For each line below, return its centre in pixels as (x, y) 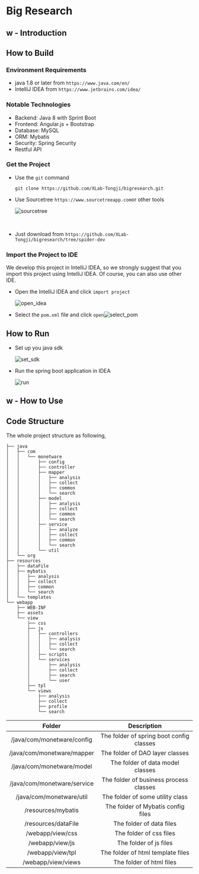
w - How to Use (35, 401)
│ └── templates (29, 598)
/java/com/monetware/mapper (52, 753)
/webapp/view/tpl (52, 853)
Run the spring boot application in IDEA (62, 370)
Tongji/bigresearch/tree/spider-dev (60, 240)
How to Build (30, 53)
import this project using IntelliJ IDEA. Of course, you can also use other (94, 274)
